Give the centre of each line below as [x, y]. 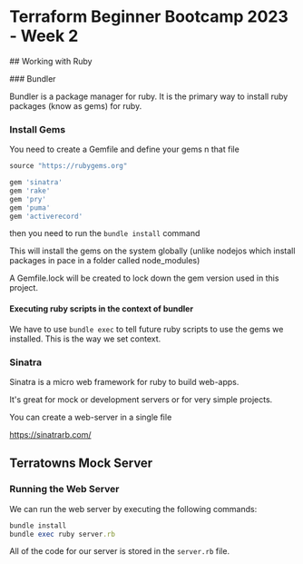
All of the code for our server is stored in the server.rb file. [119, 551]
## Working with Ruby [51, 61]
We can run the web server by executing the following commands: [133, 509]
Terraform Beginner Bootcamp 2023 [149, 17]
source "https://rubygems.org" [68, 166]
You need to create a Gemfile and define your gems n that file [125, 149]
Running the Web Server [64, 490]
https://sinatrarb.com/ [50, 434]
